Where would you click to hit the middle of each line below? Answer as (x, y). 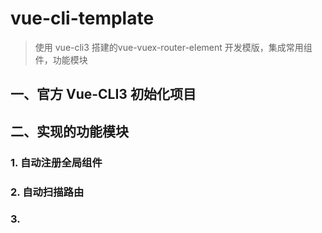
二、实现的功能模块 (69, 131)
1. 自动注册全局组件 (56, 162)
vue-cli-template (82, 18)
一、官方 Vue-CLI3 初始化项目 (103, 94)
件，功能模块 (61, 59)
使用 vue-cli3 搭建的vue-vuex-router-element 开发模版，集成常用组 (173, 47)
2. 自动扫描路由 (47, 192)
